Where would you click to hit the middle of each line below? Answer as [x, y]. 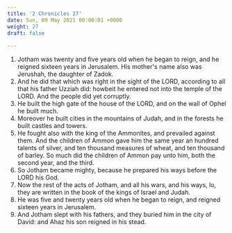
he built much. [38, 111]
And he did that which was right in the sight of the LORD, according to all [121, 81]
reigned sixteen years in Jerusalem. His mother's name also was [110, 67]
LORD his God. [38, 177]
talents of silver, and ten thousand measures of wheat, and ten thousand [121, 148]
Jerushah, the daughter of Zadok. [65, 74]
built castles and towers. [52, 126]
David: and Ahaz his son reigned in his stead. [82, 222]
